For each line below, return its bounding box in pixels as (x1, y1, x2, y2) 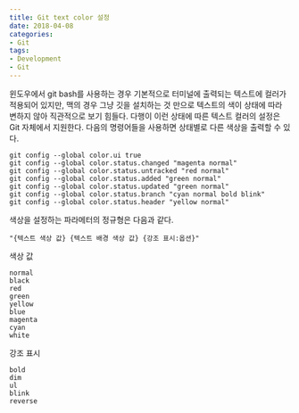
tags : (9, 46, 29, 55)
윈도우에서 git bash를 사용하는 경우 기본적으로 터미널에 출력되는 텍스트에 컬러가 (9, 88, 287, 99)
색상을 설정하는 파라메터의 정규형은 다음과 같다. (9, 214, 174, 225)
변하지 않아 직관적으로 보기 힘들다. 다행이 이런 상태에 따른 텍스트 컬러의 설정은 (9, 111, 281, 121)
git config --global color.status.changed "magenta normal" (9, 158, 238, 168)
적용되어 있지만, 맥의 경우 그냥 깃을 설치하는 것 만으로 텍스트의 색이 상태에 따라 (9, 99, 283, 110)
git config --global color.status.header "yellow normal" (9, 197, 229, 206)
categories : (9, 29, 54, 38)
